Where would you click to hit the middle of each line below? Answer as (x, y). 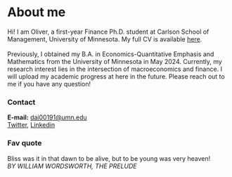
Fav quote (25, 143)
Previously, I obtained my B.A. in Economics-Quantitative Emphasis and (111, 54)
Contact (21, 102)
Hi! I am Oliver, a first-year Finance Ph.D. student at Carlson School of (108, 32)
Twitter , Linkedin (31, 125)
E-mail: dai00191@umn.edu (47, 117)
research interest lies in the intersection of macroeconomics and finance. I (115, 69)
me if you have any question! (49, 84)
